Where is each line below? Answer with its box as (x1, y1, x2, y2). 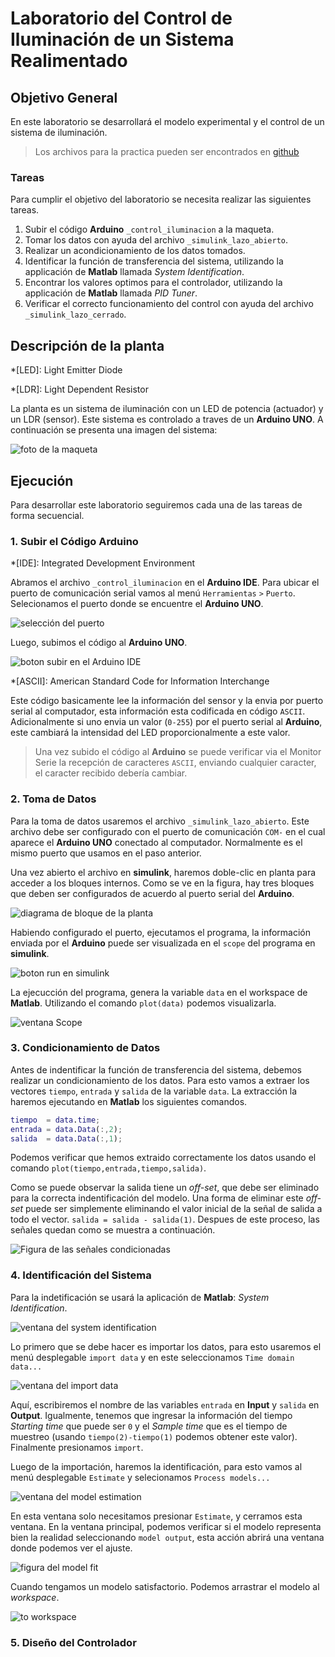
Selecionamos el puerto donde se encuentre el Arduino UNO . (10, 598, 264, 610)
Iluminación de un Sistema (10, 28, 235, 51)
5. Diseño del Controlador (10, 1635, 137, 1649)
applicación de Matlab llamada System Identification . (24, 266, 245, 278)
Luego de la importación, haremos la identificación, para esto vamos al (10, 1460, 303, 1472)
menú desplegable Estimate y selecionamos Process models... (10, 1471, 271, 1483)
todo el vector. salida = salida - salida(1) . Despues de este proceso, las (10, 1213, 320, 1226)
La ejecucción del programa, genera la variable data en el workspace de (10, 986, 308, 998)
